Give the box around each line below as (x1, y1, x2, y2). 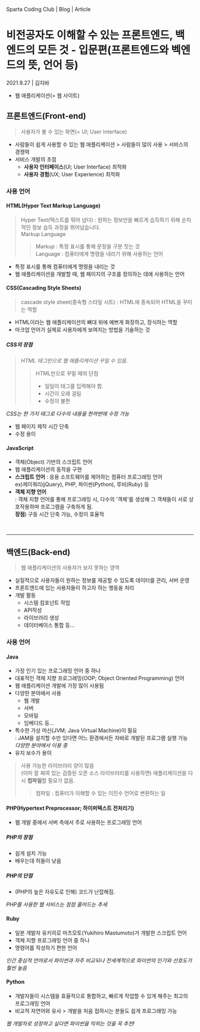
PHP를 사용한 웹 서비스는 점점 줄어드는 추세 (6, 901, 107, 908)
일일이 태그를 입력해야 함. (44, 382, 104, 390)
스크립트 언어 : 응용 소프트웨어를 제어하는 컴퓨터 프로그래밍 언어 (14, 473, 162, 480)
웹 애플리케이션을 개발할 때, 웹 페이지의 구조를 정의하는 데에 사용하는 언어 (14, 270, 185, 277)
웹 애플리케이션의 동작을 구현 (14, 466, 82, 473)
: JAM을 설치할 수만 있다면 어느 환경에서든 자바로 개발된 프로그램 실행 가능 (14, 734, 188, 742)
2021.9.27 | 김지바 (6, 79, 49, 86)
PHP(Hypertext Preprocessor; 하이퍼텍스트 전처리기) (6, 804, 135, 811)
